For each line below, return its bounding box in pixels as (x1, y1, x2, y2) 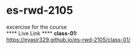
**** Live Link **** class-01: (6, 29, 78, 36)
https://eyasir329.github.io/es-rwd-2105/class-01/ (6, 36, 131, 43)
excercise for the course (6, 23, 68, 30)
